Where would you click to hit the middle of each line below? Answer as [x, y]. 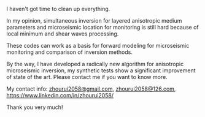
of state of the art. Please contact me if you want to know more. [87, 77]
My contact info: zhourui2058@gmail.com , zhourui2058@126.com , [91, 89]
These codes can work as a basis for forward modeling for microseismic [98, 46]
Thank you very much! [35, 107]
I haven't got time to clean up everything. [58, 9]
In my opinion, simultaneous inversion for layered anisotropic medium [94, 21]
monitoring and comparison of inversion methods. [70, 52]
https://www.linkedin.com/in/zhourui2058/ [60, 95]
